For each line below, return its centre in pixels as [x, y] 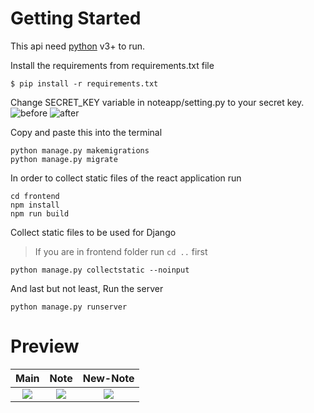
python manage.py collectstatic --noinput [100, 270]
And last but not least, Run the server [87, 288]
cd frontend [35, 196]
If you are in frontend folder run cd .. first [121, 251]
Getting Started [76, 18]
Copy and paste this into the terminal [86, 132]
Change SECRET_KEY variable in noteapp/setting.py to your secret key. [157, 102]
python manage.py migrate [64, 159]
